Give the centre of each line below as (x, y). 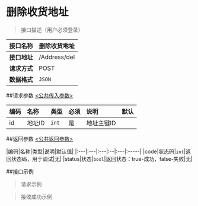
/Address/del (57, 57)
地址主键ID (101, 123)
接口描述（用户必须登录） (52, 30)
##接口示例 (20, 171)
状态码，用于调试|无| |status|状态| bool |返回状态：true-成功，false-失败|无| (102, 159)
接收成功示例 (36, 197)
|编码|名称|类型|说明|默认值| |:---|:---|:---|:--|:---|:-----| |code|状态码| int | (96, 151)
